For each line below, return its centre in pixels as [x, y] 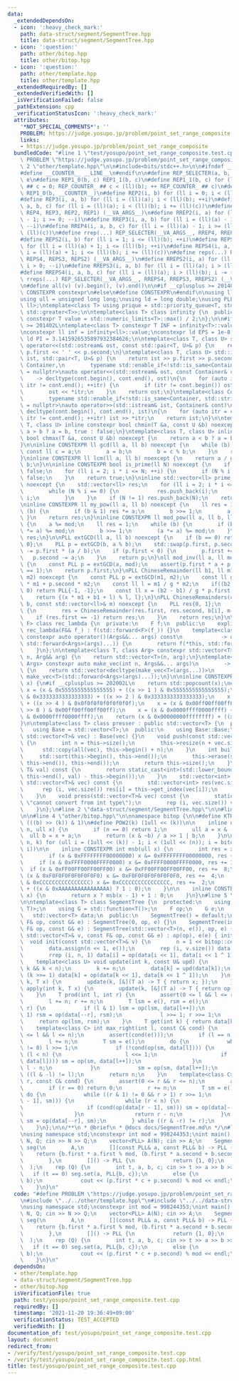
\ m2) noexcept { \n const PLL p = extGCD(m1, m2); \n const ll [124, 577]
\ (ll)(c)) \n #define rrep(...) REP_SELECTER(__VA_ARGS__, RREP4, [119, 232]
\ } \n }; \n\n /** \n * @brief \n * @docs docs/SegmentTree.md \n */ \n [124, 1127]
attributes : [32, 120]
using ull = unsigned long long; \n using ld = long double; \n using [121, 299]
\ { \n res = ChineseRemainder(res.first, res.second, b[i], [122, 610]
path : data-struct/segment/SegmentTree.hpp [86, 34]
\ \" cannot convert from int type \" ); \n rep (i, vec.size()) [124, 803]
